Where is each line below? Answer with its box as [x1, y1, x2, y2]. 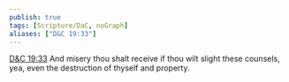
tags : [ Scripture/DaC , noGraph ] [9, 21, 128, 30]
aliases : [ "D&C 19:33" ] [9, 29, 97, 38]
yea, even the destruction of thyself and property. [9, 63, 190, 73]
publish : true [9, 12, 62, 22]
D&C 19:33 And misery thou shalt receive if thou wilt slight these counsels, [9, 54, 280, 64]
